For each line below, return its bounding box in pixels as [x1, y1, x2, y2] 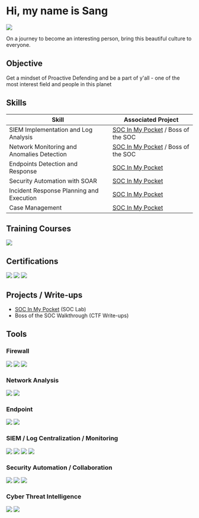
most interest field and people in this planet [6, 80, 112, 87]
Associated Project [123, 115, 179, 124]
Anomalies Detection [9, 150, 67, 158]
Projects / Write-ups [6, 290, 83, 300]
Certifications [6, 256, 59, 266]
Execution [9, 194, 37, 202]
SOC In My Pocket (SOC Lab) [14, 306, 86, 312]
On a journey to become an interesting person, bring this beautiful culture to [6, 34, 192, 42]
